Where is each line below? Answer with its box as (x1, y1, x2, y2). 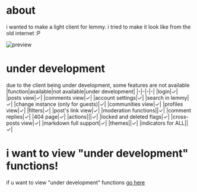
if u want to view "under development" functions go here (6, 179, 145, 186)
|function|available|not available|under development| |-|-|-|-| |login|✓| (6, 87, 178, 95)
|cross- (171, 113, 189, 120)
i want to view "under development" (6, 147, 189, 160)
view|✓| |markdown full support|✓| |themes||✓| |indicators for (21, 119, 174, 127)
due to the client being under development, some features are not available (6, 81, 190, 89)
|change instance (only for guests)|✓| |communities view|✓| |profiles (14, 100, 183, 108)
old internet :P (6, 29, 40, 36)
